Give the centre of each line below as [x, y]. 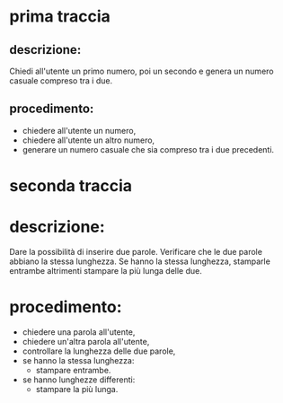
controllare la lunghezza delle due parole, [99, 351]
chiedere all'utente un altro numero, [88, 140]
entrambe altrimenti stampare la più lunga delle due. [106, 270]
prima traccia [60, 17]
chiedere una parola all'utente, [79, 332]
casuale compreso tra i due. [61, 81]
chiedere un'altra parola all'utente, [86, 341]
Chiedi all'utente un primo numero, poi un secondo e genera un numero [141, 71]
